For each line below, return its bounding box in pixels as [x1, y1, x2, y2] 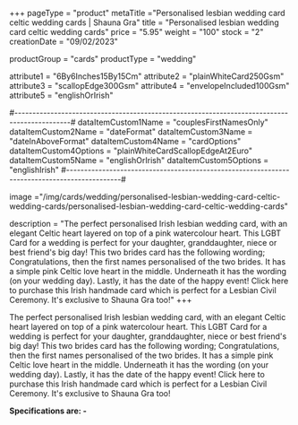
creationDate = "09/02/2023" [9, 36, 119, 47]
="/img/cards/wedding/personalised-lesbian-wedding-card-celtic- [34, 192, 281, 202]
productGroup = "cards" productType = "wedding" [9, 54, 197, 64]
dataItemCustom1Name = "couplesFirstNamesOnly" [77, 117, 268, 127]
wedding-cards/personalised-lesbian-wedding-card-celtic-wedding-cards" [9, 201, 289, 212]
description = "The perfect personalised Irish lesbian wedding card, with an [9, 219, 288, 229]
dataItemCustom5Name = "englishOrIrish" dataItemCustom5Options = [9, 155, 269, 165]
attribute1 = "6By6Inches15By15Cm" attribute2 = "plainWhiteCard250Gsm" [9, 71, 285, 82]
